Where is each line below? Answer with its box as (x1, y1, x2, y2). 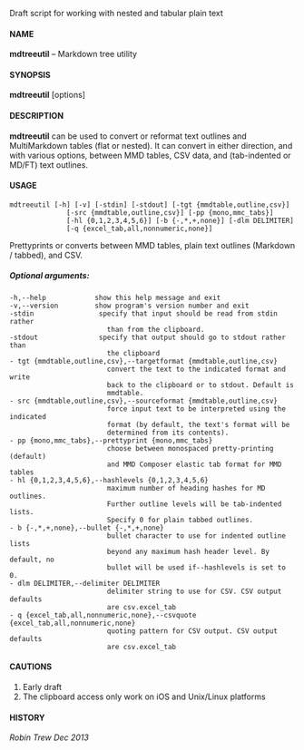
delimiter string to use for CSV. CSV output (106, 587, 282, 596)
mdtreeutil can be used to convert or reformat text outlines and (9, 131, 247, 141)
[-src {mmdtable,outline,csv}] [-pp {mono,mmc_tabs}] (66, 208, 274, 217)
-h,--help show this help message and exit (9, 293, 221, 302)
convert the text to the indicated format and (106, 365, 286, 374)
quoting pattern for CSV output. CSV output (106, 626, 279, 636)
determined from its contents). (106, 428, 230, 437)
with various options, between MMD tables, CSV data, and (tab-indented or (9, 150, 292, 161)
